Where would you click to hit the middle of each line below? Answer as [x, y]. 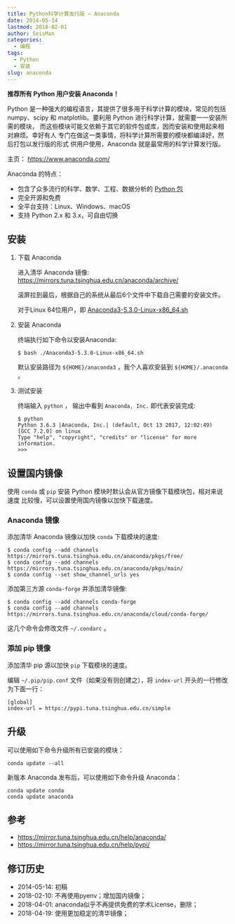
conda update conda [36, 790]
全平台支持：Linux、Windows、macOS [74, 206]
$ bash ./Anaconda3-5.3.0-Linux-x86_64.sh [80, 353]
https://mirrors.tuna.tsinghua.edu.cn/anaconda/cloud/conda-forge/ [108, 614]
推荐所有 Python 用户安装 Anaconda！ [63, 94]
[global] [20, 702]
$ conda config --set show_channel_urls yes [73, 575]
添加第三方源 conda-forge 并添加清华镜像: [67, 589]
